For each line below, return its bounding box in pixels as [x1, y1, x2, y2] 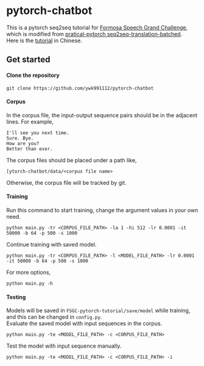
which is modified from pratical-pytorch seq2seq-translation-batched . [6, 30, 183, 37]
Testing [6, 293, 26, 301]
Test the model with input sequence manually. [6, 342, 122, 350]
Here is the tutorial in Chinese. [6, 37, 82, 44]
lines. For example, [6, 118, 54, 125]
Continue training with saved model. [6, 240, 97, 248]
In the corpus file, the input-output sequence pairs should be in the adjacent [6, 111, 198, 119]
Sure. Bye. [6, 135, 34, 141]
